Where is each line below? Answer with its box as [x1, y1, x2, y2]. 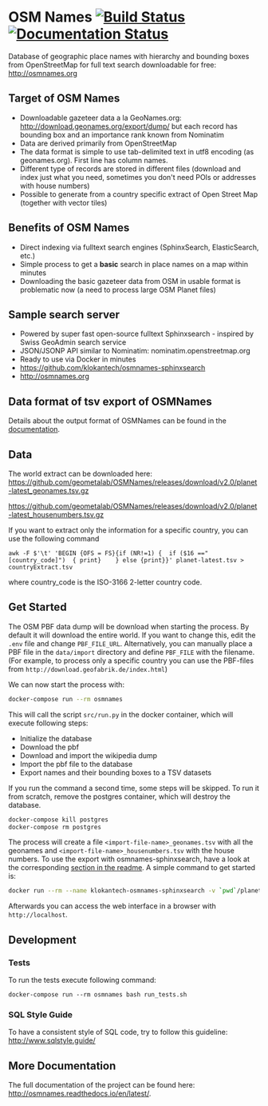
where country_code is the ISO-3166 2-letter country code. [8, 577, 203, 587]
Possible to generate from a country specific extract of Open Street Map [19, 189, 258, 199]
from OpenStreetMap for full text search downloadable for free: [8, 60, 217, 70]
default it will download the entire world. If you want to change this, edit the [8, 630, 257, 640]
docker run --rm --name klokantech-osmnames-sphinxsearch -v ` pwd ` [8, 887, 238, 895]
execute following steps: [8, 718, 89, 728]
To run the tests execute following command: [8, 976, 157, 984]
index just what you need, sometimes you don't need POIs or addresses [19, 172, 257, 182]
